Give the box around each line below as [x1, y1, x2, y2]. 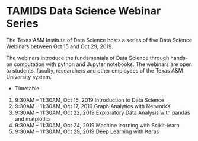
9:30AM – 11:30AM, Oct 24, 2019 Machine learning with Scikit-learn [14, 121, 180, 129]
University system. [6, 73, 52, 80]
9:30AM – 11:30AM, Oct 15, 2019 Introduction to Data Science [14, 96, 165, 104]
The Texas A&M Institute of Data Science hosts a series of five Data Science [6, 36, 193, 43]
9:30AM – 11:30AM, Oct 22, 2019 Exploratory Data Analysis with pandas [14, 109, 190, 116]
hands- [170, 54, 189, 61]
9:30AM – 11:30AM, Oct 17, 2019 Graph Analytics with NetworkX [14, 102, 171, 109]
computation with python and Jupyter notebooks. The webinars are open [14, 61, 193, 68]
